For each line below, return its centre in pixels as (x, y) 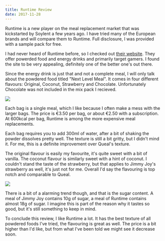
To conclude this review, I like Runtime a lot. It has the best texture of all (78, 218)
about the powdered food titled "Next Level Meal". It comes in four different (82, 79)
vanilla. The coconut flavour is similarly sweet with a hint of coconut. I (76, 159)
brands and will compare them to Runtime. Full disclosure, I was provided (80, 39)
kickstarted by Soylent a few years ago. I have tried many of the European (80, 34)
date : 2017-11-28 (23, 14)
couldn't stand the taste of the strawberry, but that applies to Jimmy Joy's (81, 164)
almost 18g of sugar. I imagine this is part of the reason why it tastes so (77, 204)
